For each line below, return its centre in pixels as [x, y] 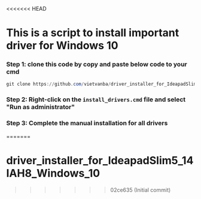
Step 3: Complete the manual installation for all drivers [87, 123]
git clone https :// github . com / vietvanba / [59, 84]
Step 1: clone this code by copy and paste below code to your [97, 64]
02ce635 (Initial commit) [141, 190]
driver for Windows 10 [62, 46]
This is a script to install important [93, 33]
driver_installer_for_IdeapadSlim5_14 [100, 160]
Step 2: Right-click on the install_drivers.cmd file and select [96, 99]
